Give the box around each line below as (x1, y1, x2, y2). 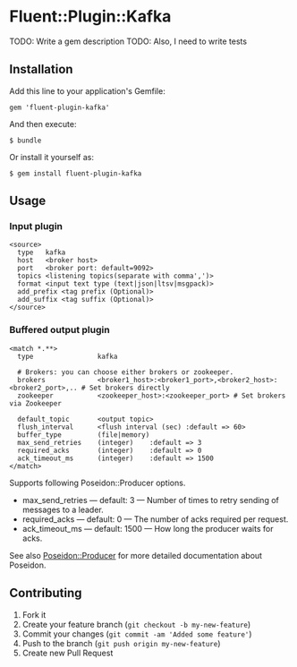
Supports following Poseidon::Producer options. (9, 477, 186, 488)
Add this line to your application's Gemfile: (9, 85, 165, 96)
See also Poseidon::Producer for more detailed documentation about (9, 550, 262, 560)
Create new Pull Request (21, 647, 114, 658)
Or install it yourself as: (9, 151, 94, 162)
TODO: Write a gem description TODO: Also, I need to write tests (9, 36, 248, 47)
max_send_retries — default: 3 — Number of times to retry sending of (21, 494, 279, 505)
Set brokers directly (89, 383, 170, 392)
